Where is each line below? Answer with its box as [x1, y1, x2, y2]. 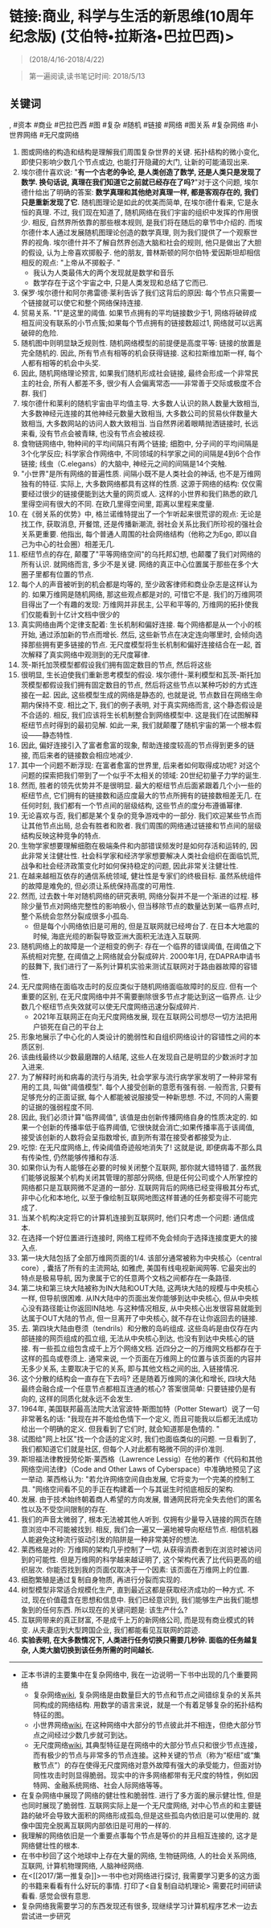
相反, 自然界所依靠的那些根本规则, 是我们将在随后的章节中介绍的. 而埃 [31, 217, 263, 227]
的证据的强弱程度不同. [20, 1102, 94, 1112]
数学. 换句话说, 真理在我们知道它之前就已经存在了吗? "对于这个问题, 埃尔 [20, 177, 259, 187]
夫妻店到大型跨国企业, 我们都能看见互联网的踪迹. [39, 1625, 200, 1634]
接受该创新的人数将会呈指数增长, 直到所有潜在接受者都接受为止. [20, 1132, 232, 1142]
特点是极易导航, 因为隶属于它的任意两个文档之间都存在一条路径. [20, 1272, 232, 1283]
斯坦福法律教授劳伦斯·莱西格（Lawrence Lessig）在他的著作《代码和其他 [20, 1453, 263, 1464]
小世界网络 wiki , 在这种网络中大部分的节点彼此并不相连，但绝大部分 [32, 1720, 255, 1729]
